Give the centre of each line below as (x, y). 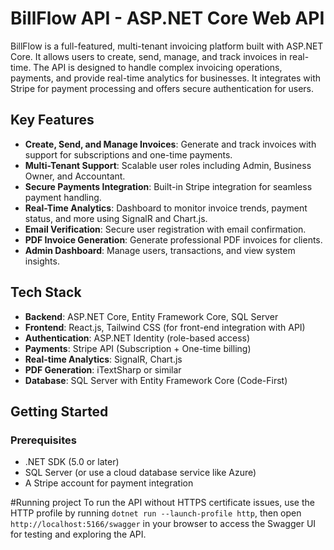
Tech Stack (46, 292)
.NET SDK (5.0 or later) (72, 462)
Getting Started (59, 411)
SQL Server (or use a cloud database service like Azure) (140, 473)
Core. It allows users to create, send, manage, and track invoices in (149, 56)
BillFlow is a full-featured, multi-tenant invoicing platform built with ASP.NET (167, 46)
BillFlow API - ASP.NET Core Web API (167, 18)
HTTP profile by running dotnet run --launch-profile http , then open (156, 513)
